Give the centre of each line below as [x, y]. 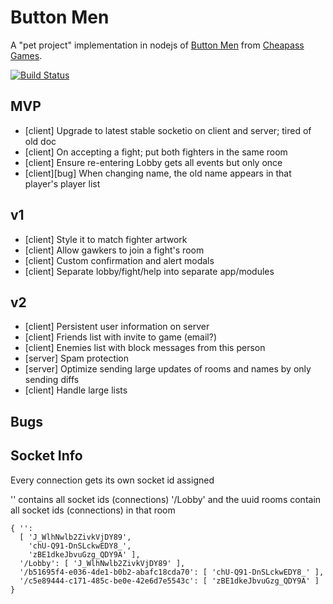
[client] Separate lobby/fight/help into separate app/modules [149, 271]
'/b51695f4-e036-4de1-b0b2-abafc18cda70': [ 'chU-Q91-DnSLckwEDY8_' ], [172, 572]
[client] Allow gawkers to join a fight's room [114, 250]
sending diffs [52, 380]
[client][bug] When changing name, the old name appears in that [158, 173]
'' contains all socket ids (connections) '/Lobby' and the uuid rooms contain [166, 499]
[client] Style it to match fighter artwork [106, 239]
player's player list [62, 183]
